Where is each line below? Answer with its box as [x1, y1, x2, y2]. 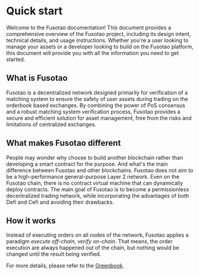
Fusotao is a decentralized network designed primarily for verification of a [6, 88, 188, 96]
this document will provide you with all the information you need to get [6, 49, 179, 56]
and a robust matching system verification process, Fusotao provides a [6, 108, 181, 115]
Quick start [6, 4, 63, 18]
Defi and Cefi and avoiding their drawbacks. [6, 198, 114, 206]
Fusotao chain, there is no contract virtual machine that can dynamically [6, 179, 184, 187]
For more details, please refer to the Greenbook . [6, 262, 125, 270]
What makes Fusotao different [6, 138, 121, 148]
